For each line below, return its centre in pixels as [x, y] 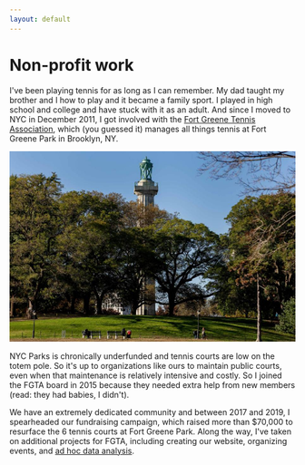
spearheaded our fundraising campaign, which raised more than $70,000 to [151, 421]
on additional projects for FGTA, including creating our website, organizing [148, 441]
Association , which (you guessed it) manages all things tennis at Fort [138, 129]
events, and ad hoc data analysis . [72, 450]
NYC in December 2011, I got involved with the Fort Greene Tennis [133, 119]
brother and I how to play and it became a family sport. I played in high [141, 100]
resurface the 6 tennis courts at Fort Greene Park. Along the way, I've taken [151, 431]
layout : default [40, 19]
